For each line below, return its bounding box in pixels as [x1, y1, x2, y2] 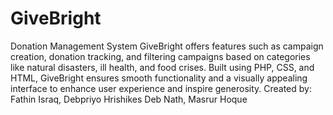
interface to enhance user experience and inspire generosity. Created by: [10, 82, 312, 94]
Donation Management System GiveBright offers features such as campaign [10, 40, 324, 52]
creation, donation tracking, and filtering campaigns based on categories [10, 50, 311, 62]
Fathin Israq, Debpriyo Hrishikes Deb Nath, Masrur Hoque [10, 93, 248, 105]
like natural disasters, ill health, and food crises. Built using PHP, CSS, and [10, 61, 315, 73]
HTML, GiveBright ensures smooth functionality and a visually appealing [10, 72, 308, 84]
